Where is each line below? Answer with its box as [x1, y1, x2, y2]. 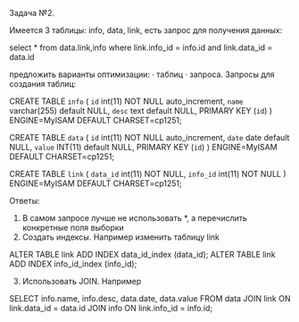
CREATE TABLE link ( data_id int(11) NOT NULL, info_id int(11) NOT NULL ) [9, 169, 287, 179]
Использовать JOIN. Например [21, 276, 142, 286]
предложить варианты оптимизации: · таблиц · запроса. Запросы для [9, 69, 275, 80]
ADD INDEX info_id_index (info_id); [9, 258, 137, 269]
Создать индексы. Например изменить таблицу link [21, 232, 220, 242]
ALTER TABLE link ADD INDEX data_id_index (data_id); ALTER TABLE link [9, 250, 276, 259]
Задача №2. [9, 8, 55, 18]
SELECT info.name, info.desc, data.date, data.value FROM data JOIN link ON [9, 293, 291, 303]
